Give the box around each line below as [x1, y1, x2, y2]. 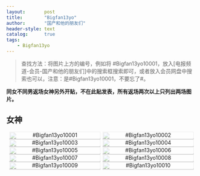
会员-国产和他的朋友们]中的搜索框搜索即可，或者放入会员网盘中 [29, 67, 187, 74]
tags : [6, 37, 20, 43]
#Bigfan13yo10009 [31, 161, 79, 169]
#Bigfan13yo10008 [124, 154, 172, 161]
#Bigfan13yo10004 [124, 139, 172, 146]
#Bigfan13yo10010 [126, 161, 171, 169]
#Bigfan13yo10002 [124, 131, 172, 139]
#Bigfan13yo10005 [32, 146, 78, 154]
